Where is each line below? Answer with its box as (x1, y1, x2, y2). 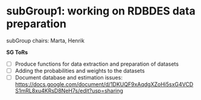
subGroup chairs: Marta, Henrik (6, 37, 85, 44)
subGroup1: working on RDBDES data (6, 4, 196, 18)
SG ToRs (6, 48, 28, 55)
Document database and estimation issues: (14, 74, 123, 81)
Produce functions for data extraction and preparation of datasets (14, 60, 179, 67)
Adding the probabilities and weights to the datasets (14, 67, 145, 74)
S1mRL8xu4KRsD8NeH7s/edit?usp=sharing (14, 87, 124, 95)
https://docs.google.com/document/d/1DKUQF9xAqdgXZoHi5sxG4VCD (14, 81, 194, 88)
